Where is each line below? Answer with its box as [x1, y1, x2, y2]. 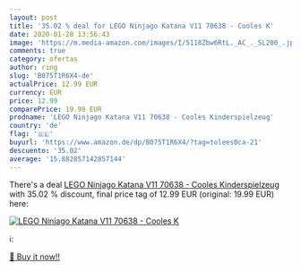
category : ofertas [9, 55, 78, 64]
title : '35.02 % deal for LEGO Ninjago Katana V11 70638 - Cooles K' [9, 21, 275, 30]
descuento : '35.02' [9, 146, 82, 155]
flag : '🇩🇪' [9, 130, 54, 139]
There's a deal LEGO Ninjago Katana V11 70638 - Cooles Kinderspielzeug [9, 179, 279, 190]
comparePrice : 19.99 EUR [9, 105, 102, 114]
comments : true [9, 47, 66, 55]
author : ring [9, 64, 58, 72]
